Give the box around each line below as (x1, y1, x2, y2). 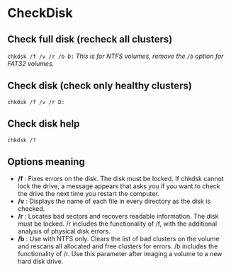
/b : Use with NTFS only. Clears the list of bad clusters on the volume (17, 235, 220, 243)
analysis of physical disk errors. (17, 227, 111, 236)
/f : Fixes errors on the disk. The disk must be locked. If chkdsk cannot (17, 175, 225, 183)
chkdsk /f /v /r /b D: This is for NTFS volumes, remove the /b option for (7, 52, 224, 60)
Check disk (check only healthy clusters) (7, 80, 193, 92)
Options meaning (7, 156, 85, 168)
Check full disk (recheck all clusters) (7, 33, 173, 45)
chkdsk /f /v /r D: (7, 98, 65, 105)
